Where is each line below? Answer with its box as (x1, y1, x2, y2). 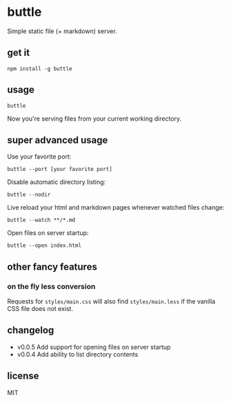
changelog (7, 325, 54, 336)
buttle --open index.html (7, 242, 81, 249)
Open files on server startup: (7, 229, 89, 237)
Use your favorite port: (7, 152, 72, 161)
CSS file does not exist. (7, 305, 74, 313)
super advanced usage (7, 134, 108, 145)
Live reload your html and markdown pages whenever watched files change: (7, 203, 225, 212)
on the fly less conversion (7, 281, 96, 291)
